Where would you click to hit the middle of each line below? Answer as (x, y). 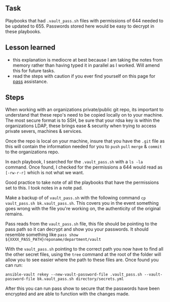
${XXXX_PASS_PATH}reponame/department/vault (53, 240)
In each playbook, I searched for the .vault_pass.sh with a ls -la (74, 162)
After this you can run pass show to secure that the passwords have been (83, 289)
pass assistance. (30, 81)
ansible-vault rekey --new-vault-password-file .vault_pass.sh (74, 274)
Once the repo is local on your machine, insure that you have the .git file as (85, 141)
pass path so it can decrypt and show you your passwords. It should (77, 229)
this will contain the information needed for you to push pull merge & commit (83, 147)
